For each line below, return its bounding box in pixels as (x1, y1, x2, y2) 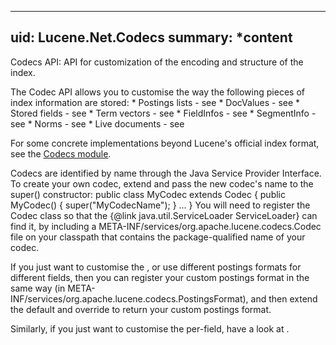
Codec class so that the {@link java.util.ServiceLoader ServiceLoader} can (10, 209, 318, 221)
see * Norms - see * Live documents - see (10, 117, 185, 130)
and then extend (250, 292, 318, 305)
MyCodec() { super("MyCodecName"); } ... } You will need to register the (10, 199, 311, 211)
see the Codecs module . (10, 147, 112, 160)
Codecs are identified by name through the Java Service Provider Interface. (10, 167, 322, 179)
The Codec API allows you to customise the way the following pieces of (10, 86, 305, 98)
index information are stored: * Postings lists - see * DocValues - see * (10, 96, 301, 108)
